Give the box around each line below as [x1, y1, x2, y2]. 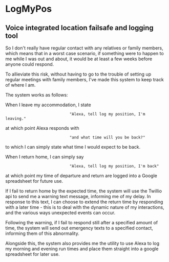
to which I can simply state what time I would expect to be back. [5, 144, 141, 150]
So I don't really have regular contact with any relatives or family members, [5, 45, 164, 51]
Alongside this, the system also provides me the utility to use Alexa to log [5, 241, 160, 246]
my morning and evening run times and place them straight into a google [5, 246, 159, 252]
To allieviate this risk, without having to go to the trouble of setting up [5, 71, 152, 77]
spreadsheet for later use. [5, 251, 60, 257]
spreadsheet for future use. [5, 178, 63, 184]
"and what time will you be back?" [69, 135, 145, 140]
